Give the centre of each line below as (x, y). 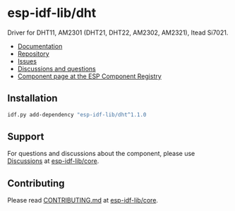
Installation (32, 98)
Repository (33, 54)
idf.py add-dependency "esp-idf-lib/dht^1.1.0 (77, 114)
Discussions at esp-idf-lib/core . (53, 161)
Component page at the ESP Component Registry (90, 76)
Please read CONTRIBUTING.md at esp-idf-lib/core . (83, 200)
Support (26, 137)
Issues (27, 61)
